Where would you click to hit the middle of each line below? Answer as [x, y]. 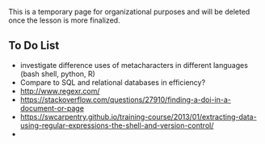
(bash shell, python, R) [57, 74]
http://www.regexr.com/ [60, 91]
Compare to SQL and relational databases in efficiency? [113, 82]
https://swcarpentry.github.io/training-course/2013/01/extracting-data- [138, 116]
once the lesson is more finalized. [64, 20]
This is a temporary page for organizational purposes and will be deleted [129, 12]
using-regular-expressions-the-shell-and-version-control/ [117, 125]
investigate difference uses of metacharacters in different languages [134, 65]
